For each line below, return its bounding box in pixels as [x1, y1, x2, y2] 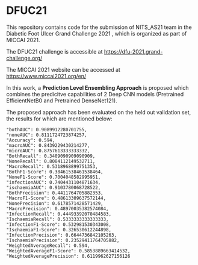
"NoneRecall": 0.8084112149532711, [6, 158, 96, 164]
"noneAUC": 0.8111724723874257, [6, 132, 87, 138]
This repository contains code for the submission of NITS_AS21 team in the [6, 23, 192, 31]
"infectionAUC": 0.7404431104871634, [6, 179, 101, 185]
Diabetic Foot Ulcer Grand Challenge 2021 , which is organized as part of [6, 30, 187, 37]
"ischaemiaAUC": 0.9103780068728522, [6, 184, 101, 190]
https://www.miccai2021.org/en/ [6, 72, 87, 79]
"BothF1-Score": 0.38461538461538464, [6, 169, 104, 175]
